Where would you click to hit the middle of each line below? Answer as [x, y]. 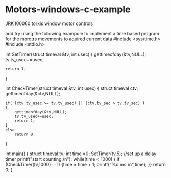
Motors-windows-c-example [68, 9]
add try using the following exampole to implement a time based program [82, 33]
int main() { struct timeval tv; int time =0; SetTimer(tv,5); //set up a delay [81, 154]
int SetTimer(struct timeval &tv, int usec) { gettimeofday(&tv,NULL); [76, 54]
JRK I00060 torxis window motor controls [49, 23]
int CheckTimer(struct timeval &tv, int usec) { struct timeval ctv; [72, 88]
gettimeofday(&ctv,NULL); [33, 93]
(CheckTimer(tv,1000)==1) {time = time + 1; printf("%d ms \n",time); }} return [86, 164]
